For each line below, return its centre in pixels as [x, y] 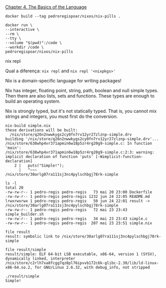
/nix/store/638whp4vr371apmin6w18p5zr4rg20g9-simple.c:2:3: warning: [80, 152]
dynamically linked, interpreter [40, 259]
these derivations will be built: [42, 130]
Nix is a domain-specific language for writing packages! [63, 81]
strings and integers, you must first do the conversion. [62, 116]
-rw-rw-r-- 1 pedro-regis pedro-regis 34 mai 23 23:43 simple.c [76, 219]
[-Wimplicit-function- [119, 157]
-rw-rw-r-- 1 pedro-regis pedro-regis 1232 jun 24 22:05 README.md [78, 197]
